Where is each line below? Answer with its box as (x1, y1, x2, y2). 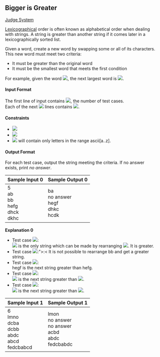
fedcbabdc (47, 341, 73, 348)
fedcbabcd (7, 344, 32, 351)
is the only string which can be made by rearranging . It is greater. (18, 243, 154, 249)
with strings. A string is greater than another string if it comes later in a (5, 31, 146, 37)
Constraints (5, 115, 29, 121)
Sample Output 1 (47, 299, 88, 306)
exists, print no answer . (5, 165, 52, 171)
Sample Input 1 (7, 299, 44, 306)
